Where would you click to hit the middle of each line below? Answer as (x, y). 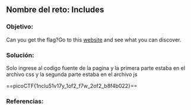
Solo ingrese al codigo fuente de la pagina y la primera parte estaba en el (96, 68)
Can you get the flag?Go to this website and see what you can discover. (94, 40)
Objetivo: (20, 27)
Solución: (20, 55)
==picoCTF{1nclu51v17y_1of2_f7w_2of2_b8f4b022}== (72, 86)
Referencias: (25, 101)
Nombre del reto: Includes (55, 10)
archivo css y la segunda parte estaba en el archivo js (72, 74)
